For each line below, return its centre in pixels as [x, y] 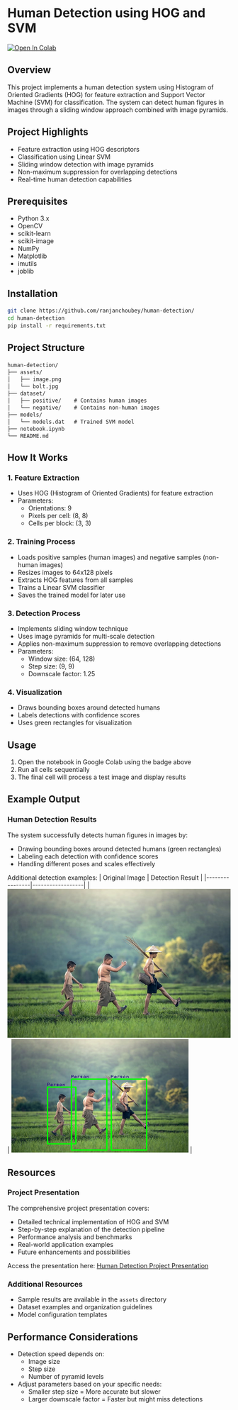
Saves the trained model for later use [72, 595]
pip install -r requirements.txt [57, 325]
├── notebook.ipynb [36, 429]
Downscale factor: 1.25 [62, 673]
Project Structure [46, 348]
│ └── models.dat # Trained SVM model [71, 422]
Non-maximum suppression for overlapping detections [97, 172]
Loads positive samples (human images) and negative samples [109, 557]
